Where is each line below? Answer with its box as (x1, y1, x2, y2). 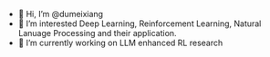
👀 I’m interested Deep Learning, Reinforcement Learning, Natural (17, 18, 262, 29)
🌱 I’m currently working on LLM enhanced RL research (17, 37, 223, 48)
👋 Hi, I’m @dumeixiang (17, 9, 103, 19)
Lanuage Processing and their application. (17, 28, 177, 38)
